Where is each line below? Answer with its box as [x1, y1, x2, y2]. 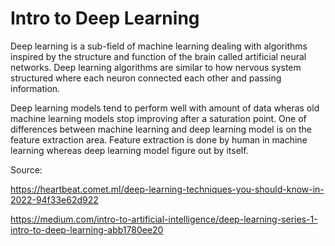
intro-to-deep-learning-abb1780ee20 [10, 223, 164, 236]
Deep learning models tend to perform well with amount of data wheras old [10, 102, 320, 114]
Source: [10, 163, 43, 176]
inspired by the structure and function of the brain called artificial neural [10, 50, 307, 62]
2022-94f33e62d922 [10, 193, 99, 206]
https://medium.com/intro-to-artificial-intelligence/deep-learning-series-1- [10, 213, 318, 225]
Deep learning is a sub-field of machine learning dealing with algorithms [10, 40, 308, 52]
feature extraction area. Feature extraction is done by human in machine [10, 133, 308, 146]
